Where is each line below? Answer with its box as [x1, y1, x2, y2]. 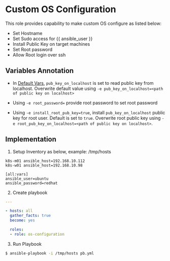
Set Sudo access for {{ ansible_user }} [12, 36, 93, 42]
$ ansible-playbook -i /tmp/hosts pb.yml [5, 250, 94, 256]
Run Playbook [12, 241, 42, 247]
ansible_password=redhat [5, 180, 58, 186]
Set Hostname [12, 30, 43, 36]
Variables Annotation [5, 67, 74, 75]
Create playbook [12, 189, 48, 195]
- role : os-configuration [10, 232, 65, 237]
